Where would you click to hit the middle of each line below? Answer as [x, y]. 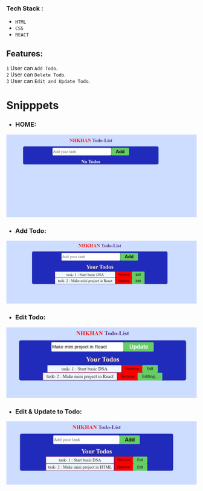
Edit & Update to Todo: [48, 412]
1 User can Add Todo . [32, 68]
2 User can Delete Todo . [36, 75]
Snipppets [33, 106]
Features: [25, 54]
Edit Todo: [30, 318]
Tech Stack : [25, 8]
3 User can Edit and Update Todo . [48, 81]
